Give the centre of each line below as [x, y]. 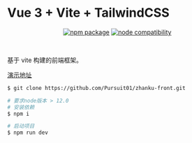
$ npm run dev [28, 133]
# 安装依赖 [21, 107]
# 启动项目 [21, 126]
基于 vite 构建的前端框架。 [45, 60]
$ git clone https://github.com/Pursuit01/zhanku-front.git [97, 88]
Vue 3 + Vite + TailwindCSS [88, 13]
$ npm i [19, 114]
